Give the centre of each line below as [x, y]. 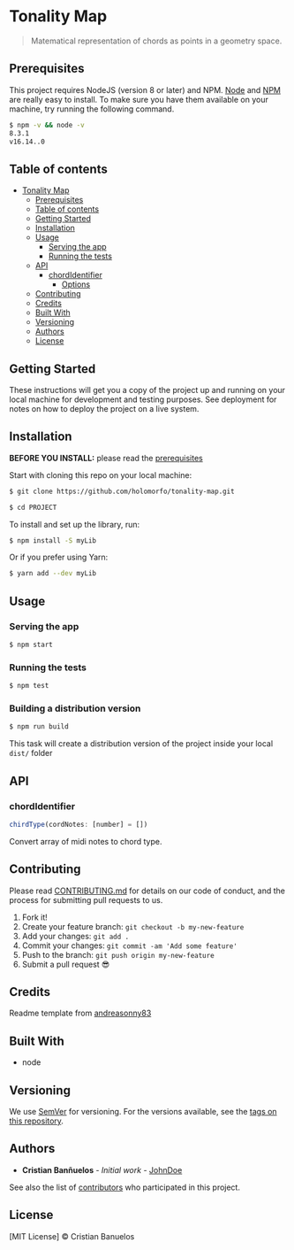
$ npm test [29, 686]
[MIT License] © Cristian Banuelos [72, 1236]
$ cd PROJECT [33, 507]
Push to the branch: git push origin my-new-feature [118, 954]
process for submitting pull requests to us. [86, 899]
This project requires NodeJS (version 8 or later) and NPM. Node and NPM [145, 89]
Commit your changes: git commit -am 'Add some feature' [130, 945]
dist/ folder [31, 753]
